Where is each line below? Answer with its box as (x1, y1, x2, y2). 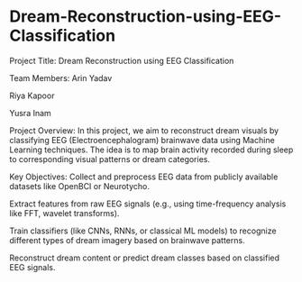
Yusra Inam (9, 107, 51, 118)
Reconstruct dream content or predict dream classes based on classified (9, 252, 280, 263)
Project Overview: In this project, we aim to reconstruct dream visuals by (9, 124, 279, 136)
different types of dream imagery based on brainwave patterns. (9, 234, 245, 245)
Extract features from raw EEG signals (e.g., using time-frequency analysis (9, 198, 287, 209)
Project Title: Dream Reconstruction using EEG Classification (9, 55, 234, 66)
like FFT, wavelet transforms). (9, 207, 120, 218)
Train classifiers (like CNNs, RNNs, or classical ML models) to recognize (9, 225, 277, 236)
